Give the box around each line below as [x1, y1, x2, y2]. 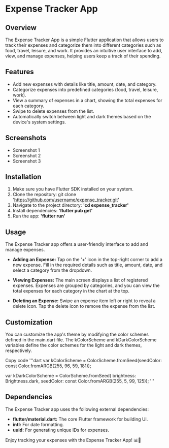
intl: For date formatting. [12, 421, 64, 427]
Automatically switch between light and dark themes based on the [12, 113, 151, 119]
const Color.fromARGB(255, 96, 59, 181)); [5, 363, 91, 369]
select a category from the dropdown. [12, 267, 92, 273]
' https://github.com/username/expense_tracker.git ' [12, 197, 119, 203]
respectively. [5, 347, 32, 354]
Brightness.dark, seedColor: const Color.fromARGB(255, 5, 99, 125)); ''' [5, 378, 154, 384]
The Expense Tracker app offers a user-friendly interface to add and [5, 241, 148, 247]
